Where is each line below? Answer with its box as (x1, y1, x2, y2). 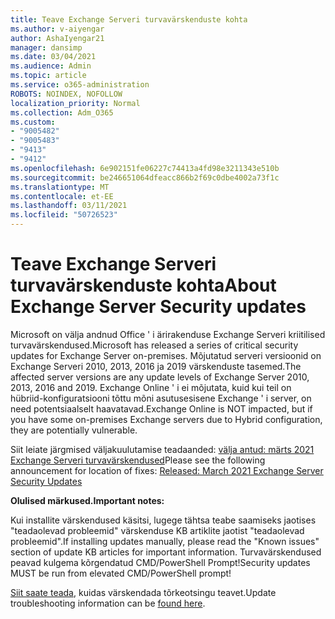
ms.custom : (10, 117, 56, 127)
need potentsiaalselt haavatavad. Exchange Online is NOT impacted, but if (10, 402, 313, 415)
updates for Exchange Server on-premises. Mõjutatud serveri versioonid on (10, 349, 322, 361)
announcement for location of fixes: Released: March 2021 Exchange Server (10, 464, 324, 476)
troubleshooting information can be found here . (10, 597, 206, 609)
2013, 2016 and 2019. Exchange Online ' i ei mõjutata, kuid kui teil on (10, 381, 292, 393)
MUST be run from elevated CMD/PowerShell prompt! (10, 567, 232, 579)
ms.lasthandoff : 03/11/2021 (10, 201, 128, 211)
